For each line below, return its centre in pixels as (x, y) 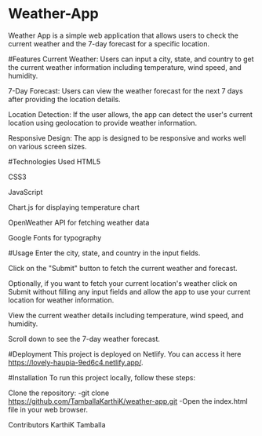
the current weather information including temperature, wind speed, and (125, 67)
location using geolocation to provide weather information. (103, 123)
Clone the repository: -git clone (59, 393)
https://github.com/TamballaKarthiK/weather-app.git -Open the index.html (128, 401)
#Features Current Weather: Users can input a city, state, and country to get (131, 59)
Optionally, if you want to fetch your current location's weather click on (123, 283)
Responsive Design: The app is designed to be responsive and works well (127, 137)
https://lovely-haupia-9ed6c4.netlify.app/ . (76, 362)
